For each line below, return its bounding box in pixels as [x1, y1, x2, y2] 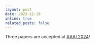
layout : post [5, 7, 32, 12]
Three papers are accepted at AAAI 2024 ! [5, 34, 90, 40]
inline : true [5, 16, 32, 21]
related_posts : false [5, 20, 50, 26]
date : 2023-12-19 [5, 12, 41, 16]
